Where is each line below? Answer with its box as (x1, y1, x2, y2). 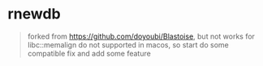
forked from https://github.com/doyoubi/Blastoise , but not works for (27, 31, 255, 41)
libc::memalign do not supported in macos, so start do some (27, 39, 229, 49)
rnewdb (7, 5, 62, 23)
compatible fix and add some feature (27, 48, 151, 58)
